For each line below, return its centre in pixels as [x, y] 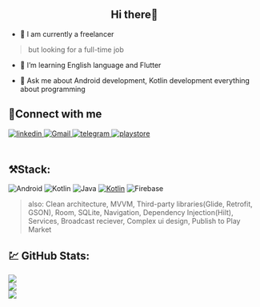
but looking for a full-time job [76, 50]
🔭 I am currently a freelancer [67, 34]
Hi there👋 [134, 15]
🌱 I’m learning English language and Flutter [90, 65]
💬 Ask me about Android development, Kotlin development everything [135, 80]
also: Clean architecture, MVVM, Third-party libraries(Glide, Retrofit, [140, 204]
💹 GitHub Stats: [49, 255]
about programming [52, 89]
